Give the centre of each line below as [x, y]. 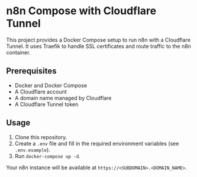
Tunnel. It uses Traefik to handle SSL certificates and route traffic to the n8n [98, 46]
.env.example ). [32, 150]
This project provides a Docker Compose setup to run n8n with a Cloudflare [98, 40]
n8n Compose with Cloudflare [81, 11]
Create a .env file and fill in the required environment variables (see [97, 143]
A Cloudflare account [41, 91]
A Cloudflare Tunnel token [46, 104]
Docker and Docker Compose [51, 85]
